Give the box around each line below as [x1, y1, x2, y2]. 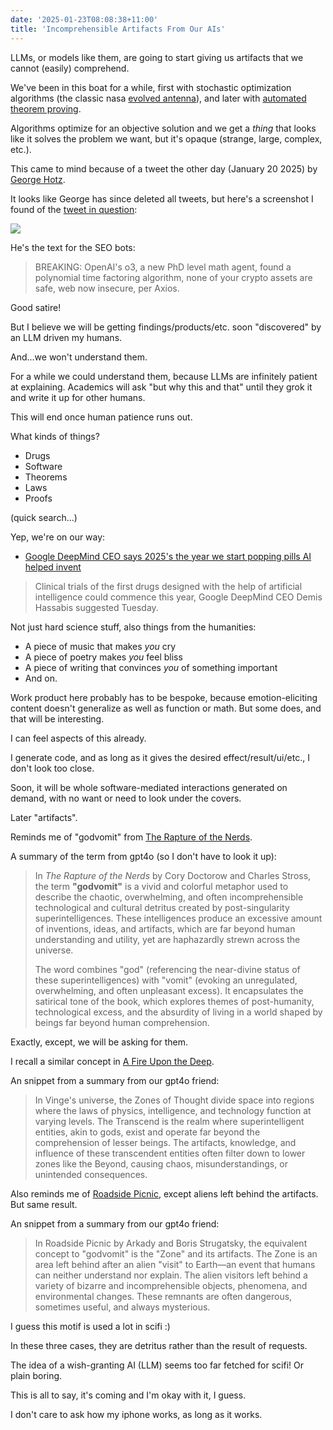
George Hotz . [10, 173, 66, 185]
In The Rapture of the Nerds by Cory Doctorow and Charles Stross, [34, 869, 312, 881]
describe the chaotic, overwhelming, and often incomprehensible [34, 891, 304, 903]
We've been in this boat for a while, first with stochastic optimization [10, 81, 292, 93]
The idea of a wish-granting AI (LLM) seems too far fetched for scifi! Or [10, 1359, 304, 1371]
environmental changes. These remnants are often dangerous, [34, 1290, 293, 1302]
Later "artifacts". [10, 811, 78, 823]
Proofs [24, 492, 53, 504]
